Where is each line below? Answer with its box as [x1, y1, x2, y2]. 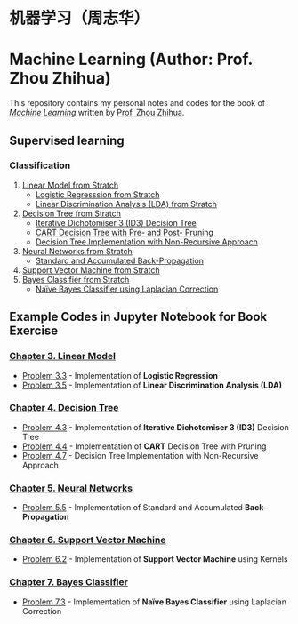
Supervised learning [9, 132, 125, 148]
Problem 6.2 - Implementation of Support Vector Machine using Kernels [21, 554, 288, 564]
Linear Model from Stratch [21, 180, 119, 190]
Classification [9, 159, 71, 172]
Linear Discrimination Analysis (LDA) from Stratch [35, 198, 218, 209]
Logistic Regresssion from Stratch [35, 188, 160, 200]
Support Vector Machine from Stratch [21, 264, 160, 276]
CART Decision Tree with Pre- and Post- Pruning [35, 227, 213, 237]
